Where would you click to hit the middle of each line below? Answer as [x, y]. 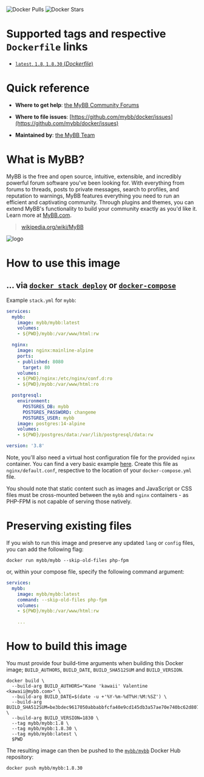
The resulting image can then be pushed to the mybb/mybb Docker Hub [93, 751]
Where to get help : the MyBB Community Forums [77, 105]
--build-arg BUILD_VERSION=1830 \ [55, 718]
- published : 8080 [40, 361]
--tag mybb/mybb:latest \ [45, 734]
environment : [34, 401]
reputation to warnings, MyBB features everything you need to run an [93, 196]
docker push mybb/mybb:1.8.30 [45, 768]
